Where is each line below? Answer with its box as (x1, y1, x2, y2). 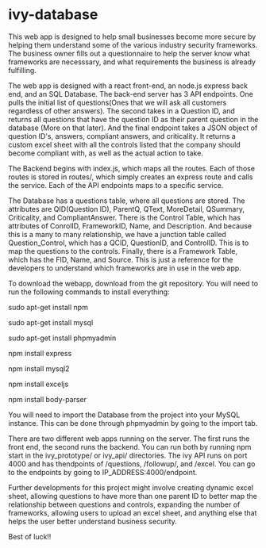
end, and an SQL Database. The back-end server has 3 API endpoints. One (8, 89, 254, 98)
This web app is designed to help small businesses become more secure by (8, 32, 256, 41)
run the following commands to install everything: (8, 287, 170, 297)
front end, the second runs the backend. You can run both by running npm (8, 442, 252, 451)
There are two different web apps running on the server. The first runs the (8, 434, 250, 443)
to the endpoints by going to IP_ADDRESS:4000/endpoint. (8, 467, 198, 477)
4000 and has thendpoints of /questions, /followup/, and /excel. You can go (8, 458, 256, 469)
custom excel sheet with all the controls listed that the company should (8, 140, 241, 149)
